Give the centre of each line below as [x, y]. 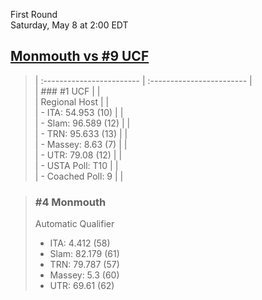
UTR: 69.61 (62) [82, 286]
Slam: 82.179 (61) [84, 254]
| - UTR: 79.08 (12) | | [78, 155]
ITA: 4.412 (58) [80, 243]
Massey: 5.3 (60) [84, 275]
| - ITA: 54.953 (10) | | [79, 112]
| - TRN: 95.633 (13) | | [81, 133]
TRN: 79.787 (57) [84, 265]
